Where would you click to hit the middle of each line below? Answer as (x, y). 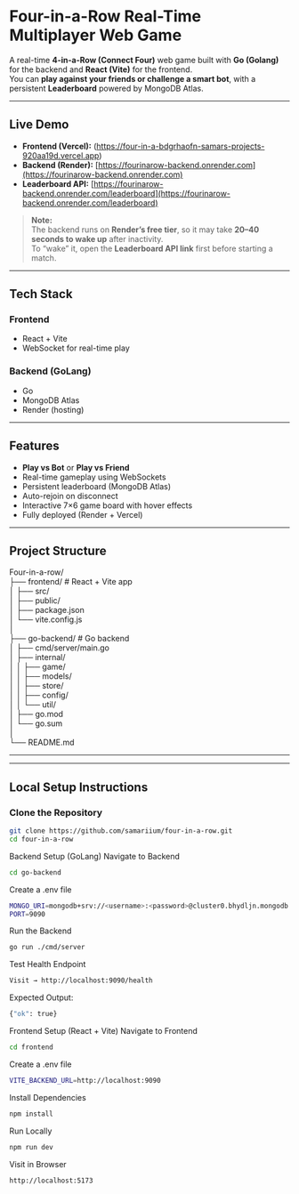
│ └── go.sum (36, 723)
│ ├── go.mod (36, 714)
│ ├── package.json (47, 610)
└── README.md (42, 742)
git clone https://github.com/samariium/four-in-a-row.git (121, 831)
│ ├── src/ (29, 591)
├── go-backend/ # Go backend (69, 639)
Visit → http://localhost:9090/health (81, 980)
